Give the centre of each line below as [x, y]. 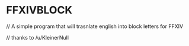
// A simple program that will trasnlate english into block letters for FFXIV [95, 26]
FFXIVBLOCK [39, 10]
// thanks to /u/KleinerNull [38, 37]
